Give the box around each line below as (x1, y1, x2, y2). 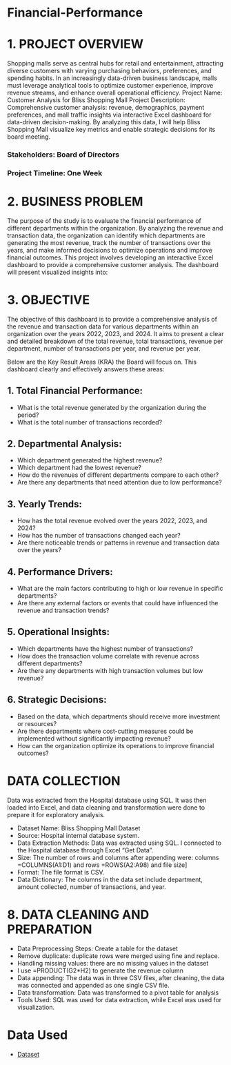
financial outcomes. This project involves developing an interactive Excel (7, 253, 214, 262)
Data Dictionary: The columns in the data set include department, (17, 875, 203, 883)
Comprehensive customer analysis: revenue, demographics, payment (7, 104, 205, 112)
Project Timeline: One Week (7, 168, 103, 177)
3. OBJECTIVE (7, 292, 90, 308)
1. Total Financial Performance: (7, 385, 143, 397)
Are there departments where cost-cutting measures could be (17, 727, 194, 735)
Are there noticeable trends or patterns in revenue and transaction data (17, 538, 220, 547)
